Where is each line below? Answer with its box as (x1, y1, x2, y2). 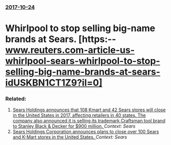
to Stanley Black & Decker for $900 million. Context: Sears (12, 123, 136, 129)
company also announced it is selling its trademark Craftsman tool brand (12, 118, 166, 124)
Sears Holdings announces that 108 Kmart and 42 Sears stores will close (12, 107, 166, 113)
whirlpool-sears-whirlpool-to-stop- (5, 55, 160, 67)
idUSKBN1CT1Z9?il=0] (5, 77, 103, 89)
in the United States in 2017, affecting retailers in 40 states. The (12, 112, 146, 118)
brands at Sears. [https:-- (5, 33, 116, 45)
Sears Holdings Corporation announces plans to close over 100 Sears (12, 129, 159, 135)
